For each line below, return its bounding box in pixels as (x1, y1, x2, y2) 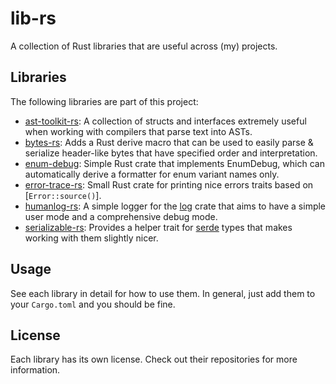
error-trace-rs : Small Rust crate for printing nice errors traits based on (24, 178, 314, 191)
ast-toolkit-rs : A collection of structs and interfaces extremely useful (24, 115, 307, 127)
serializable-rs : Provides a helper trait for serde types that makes (24, 221, 293, 233)
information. (10, 364, 61, 376)
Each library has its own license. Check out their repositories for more (10, 353, 298, 366)
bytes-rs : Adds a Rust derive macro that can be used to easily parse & (24, 136, 314, 148)
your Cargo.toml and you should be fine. (10, 298, 176, 310)
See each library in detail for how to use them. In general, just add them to (10, 287, 316, 299)
